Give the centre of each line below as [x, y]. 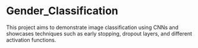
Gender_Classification [62, 11]
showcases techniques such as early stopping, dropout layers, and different [99, 33]
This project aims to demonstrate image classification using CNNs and [92, 27]
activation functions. [31, 40]
